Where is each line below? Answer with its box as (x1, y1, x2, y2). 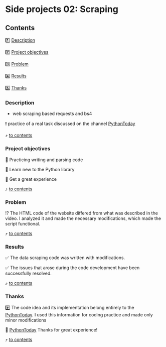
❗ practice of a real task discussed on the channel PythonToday (5, 121, 135, 127)
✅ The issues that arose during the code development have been (5, 265, 140, 271)
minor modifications (5, 317, 47, 323)
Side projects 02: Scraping (5, 4, 119, 15)
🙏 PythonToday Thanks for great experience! (5, 327, 98, 333)
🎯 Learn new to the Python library (5, 166, 75, 172)
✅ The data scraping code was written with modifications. (5, 255, 125, 261)
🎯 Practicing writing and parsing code (5, 157, 83, 163)
